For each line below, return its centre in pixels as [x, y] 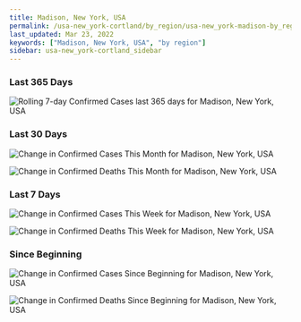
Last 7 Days [35, 194]
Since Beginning [46, 254]
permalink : [30, 26]
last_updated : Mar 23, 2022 [62, 34]
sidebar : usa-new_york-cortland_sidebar [86, 51]
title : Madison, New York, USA [68, 17]
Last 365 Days [41, 82]
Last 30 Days [39, 134]
